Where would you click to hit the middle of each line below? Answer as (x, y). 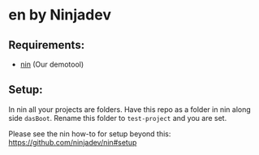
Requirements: (47, 45)
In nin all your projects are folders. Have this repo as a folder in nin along (130, 109)
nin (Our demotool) (52, 64)
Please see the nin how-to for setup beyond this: (90, 133)
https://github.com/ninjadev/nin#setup (73, 142)
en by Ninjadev (60, 15)
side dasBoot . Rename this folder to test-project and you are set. (118, 118)
